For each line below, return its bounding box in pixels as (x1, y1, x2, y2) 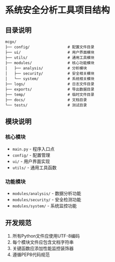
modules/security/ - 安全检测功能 (12, 196, 81, 202)
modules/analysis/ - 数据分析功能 (12, 190, 81, 196)
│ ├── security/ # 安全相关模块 (5, 71, 95, 76)
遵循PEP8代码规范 (12, 252, 50, 258)
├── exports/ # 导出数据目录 (5, 87, 95, 92)
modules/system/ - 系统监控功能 (12, 202, 77, 209)
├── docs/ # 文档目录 (5, 97, 87, 102)
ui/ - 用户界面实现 (12, 158, 50, 164)
